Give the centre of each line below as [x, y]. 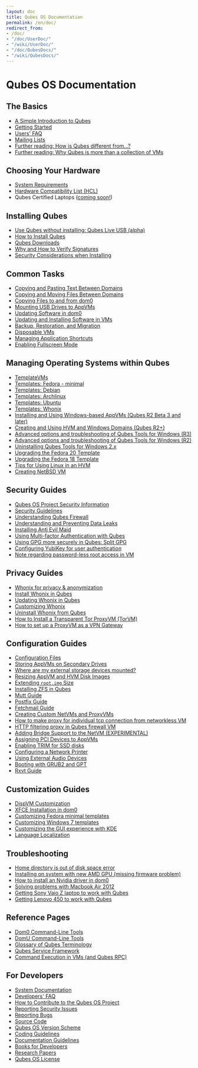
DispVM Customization [42, 803]
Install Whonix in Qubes [43, 594]
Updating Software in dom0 [48, 313]
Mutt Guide [28, 695]
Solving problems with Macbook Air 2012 [65, 886]
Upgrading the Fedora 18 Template [57, 459]
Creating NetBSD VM [40, 471]
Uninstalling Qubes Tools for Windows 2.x [65, 446]
